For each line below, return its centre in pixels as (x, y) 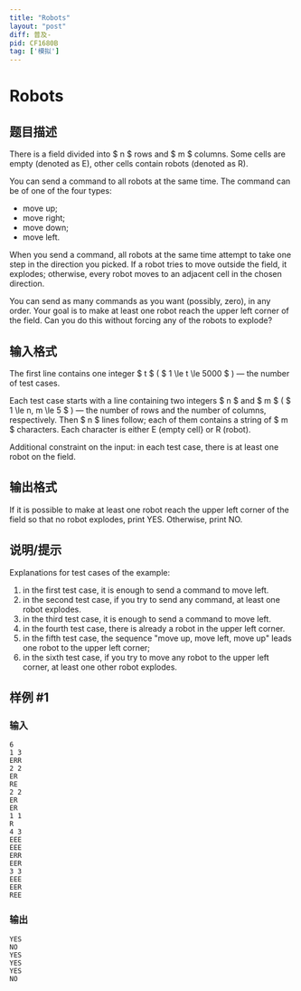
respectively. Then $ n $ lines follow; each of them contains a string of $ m (149, 419)
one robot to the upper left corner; (86, 647)
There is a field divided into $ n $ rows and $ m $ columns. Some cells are (148, 154)
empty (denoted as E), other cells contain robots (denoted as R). (129, 164)
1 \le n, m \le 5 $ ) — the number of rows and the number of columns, (138, 410)
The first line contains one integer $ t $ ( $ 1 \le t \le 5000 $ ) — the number (150, 373)
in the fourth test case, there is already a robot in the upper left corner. (154, 628)
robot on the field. (43, 456)
